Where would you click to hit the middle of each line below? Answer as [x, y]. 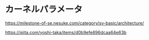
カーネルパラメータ [44, 9]
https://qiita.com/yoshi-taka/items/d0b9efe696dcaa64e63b [66, 32]
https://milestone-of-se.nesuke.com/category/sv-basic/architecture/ [74, 23]
